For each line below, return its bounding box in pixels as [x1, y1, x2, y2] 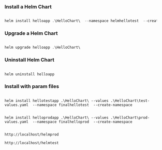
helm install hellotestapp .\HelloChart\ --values [4, 98, 109, 103]
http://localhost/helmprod [4, 132, 59, 137]
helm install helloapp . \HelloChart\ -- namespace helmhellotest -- [4, 18, 148, 24]
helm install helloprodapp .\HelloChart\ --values [4, 115, 109, 120]
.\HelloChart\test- [110, 98, 150, 103]
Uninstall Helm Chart [4, 56, 55, 63]
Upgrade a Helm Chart [4, 30, 58, 37]
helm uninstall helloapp [4, 71, 55, 77]
